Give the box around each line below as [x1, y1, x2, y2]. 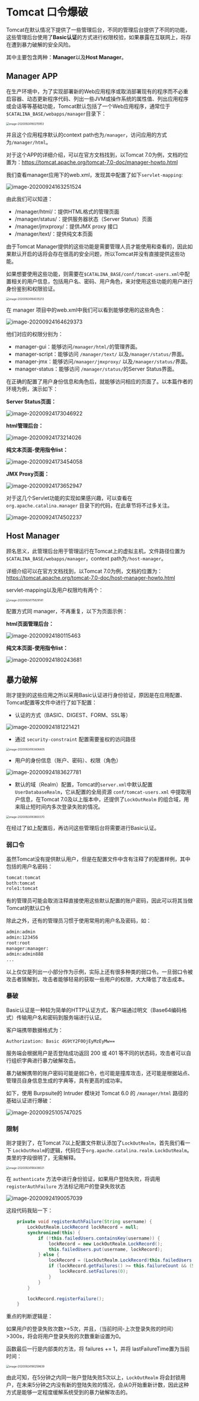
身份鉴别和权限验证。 [6, 285, 58, 292]
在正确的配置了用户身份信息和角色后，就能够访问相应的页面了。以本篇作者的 [6, 378, 193, 385]
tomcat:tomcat [6, 874, 41, 880]
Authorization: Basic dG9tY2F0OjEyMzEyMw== [6, 1038, 115, 1044]
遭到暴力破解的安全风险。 [11, 41, 74, 48]
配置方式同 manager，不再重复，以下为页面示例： [6, 607, 129, 614]
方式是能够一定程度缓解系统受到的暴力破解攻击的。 [6, 1389, 131, 1396]
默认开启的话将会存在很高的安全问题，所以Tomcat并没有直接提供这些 [11, 250, 181, 257]
